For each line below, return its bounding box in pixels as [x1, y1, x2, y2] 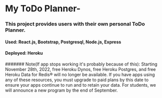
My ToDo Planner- [5, 3, 81, 14]
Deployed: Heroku [5, 50, 43, 56]
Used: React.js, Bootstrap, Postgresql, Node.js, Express [5, 39, 122, 45]
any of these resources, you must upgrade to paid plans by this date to [5, 77, 149, 83]
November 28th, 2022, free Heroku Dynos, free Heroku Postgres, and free [5, 66, 156, 72]
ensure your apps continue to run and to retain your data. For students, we [5, 82, 156, 88]
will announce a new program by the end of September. [5, 87, 118, 93]
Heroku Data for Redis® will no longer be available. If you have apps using [5, 71, 155, 77]
